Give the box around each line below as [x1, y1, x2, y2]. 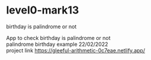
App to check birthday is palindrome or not [6, 34, 111, 41]
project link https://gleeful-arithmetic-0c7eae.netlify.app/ [6, 46, 145, 54]
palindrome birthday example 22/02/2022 [6, 41, 108, 48]
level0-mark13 [6, 4, 79, 17]
